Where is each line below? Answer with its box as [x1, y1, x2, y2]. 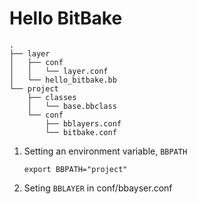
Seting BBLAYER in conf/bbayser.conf [23, 182, 173, 194]
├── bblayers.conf [45, 118, 122, 129]
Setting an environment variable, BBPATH [23, 145, 188, 157]
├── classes [27, 92, 77, 102]
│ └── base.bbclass [27, 101, 117, 111]
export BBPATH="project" [23, 164, 128, 174]
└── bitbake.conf [45, 127, 117, 137]
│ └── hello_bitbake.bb [9, 75, 117, 85]
